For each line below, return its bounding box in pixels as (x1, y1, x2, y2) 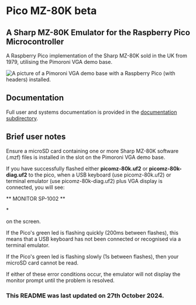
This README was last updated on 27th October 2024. (6, 292, 164, 300)
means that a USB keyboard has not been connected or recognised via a (6, 235, 181, 242)
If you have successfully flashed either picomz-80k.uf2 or (6, 165, 148, 172)
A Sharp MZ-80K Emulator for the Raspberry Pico (6, 28, 190, 38)
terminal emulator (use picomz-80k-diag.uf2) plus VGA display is (6, 177, 163, 184)
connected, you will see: (6, 184, 65, 191)
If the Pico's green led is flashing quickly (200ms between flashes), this (6, 229, 178, 236)
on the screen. (6, 218, 41, 225)
